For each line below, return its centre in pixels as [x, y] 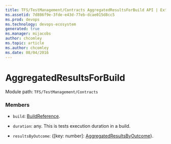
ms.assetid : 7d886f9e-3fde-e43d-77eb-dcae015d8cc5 [60, 15]
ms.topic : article [25, 43]
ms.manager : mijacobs [28, 34]
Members [17, 105]
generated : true [22, 29]
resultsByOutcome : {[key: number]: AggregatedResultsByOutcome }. [83, 136]
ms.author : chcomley [27, 48]
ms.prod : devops [22, 19]
